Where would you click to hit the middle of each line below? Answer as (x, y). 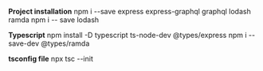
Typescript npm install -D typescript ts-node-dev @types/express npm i (128, 35)
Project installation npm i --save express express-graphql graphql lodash (130, 11)
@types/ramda (65, 43)
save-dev (24, 43)
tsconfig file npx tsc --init (51, 59)
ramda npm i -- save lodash (54, 20)
